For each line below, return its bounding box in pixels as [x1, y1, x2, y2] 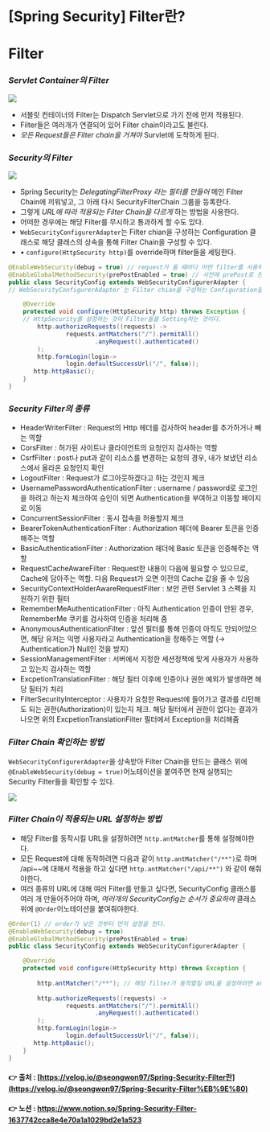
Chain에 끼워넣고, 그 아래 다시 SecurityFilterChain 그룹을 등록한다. [19, 196, 231, 206]
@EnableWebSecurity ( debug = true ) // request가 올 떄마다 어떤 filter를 [8, 263, 243, 271]
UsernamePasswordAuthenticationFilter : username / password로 [19, 484, 237, 493]
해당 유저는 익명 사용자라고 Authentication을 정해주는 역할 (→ [31, 634, 226, 644]
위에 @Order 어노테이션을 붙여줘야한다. [19, 904, 139, 913]
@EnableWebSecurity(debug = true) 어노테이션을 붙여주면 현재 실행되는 [8, 766, 233, 776]
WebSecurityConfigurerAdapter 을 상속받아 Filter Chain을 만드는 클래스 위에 [8, 756, 247, 766]
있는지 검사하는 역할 [28, 665, 92, 674]
